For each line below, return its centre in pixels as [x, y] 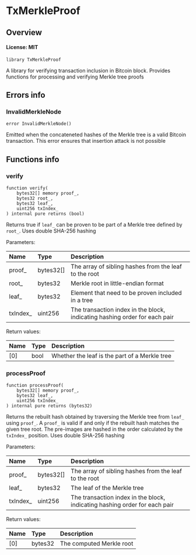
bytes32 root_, [35, 198]
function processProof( [35, 386]
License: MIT [22, 47]
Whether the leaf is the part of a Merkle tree [112, 356]
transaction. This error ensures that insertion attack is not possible [86, 141]
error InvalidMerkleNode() [39, 124]
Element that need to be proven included [126, 293]
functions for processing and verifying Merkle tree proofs [75, 77]
